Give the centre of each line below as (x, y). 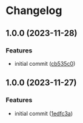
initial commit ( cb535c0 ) (45, 63)
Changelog (34, 11)
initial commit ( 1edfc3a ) (44, 113)
